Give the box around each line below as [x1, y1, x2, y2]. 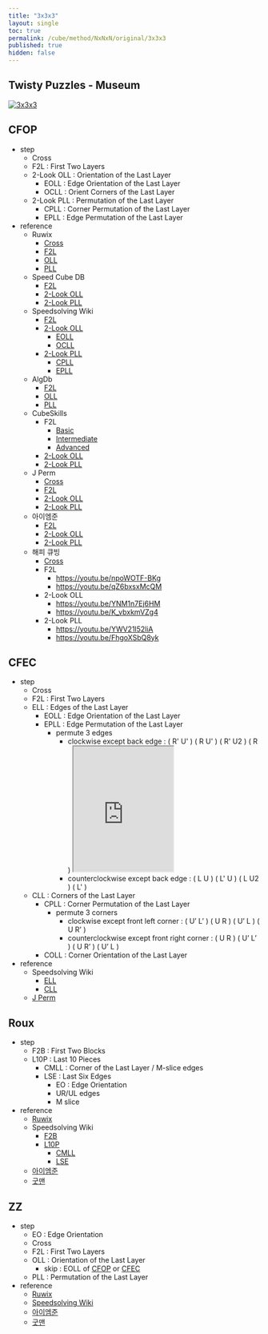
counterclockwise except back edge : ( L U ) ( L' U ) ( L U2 [67, 874, 259, 884]
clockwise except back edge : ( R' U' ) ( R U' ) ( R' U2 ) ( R [67, 736, 258, 746]
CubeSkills [31, 408, 68, 417]
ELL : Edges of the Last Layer [31, 703, 129, 712]
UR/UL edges [55, 1089, 100, 1098]
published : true [8, 42, 62, 50]
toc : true [8, 26, 42, 34]
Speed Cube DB [31, 272, 86, 281]
